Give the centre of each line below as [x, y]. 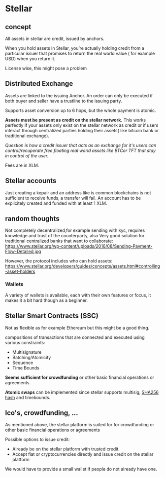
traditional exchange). [27, 136]
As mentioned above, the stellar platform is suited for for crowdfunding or [80, 425]
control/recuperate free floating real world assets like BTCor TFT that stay [81, 150]
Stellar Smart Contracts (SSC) [52, 316]
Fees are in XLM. [22, 165]
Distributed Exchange [39, 84]
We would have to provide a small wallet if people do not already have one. [81, 469]
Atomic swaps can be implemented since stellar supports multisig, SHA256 [82, 392]
